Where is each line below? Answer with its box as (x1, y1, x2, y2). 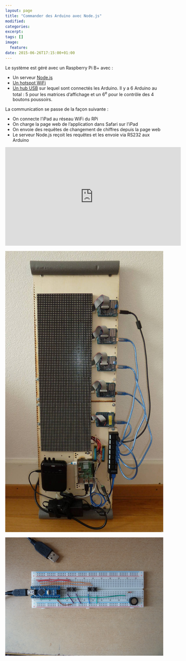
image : (5, 40, 19, 45)
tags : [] (5, 35, 24, 40)
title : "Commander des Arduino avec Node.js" (5, 13, 102, 19)
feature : (10, 45, 28, 50)
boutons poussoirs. (12, 97, 53, 103)
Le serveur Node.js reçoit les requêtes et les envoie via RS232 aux (12, 132, 150, 138)
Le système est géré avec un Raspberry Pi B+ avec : (5, 65, 113, 71)
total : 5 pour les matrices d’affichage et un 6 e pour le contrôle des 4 (12, 90, 154, 97)
